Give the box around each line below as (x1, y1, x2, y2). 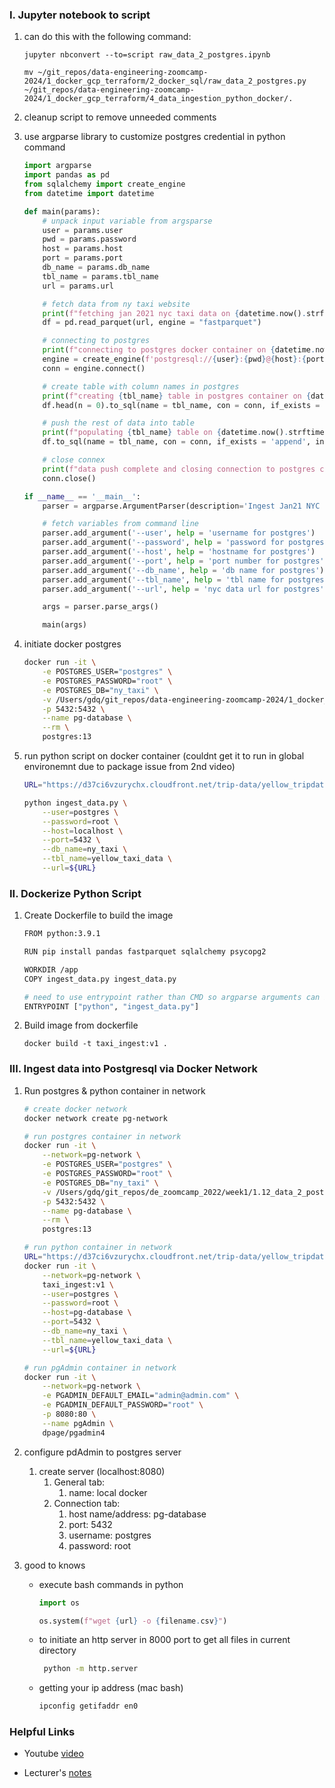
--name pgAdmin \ (42, 1418, 114, 1428)
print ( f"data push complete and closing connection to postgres (42, 464, 316, 474)
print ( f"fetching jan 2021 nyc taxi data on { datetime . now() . (42, 308, 307, 318)
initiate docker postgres (23, 638, 122, 650)
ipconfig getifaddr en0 (38, 1701, 139, 1712)
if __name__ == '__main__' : (23, 491, 142, 502)
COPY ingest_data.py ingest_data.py (23, 974, 177, 984)
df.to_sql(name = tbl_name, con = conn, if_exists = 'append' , (42, 437, 312, 447)
